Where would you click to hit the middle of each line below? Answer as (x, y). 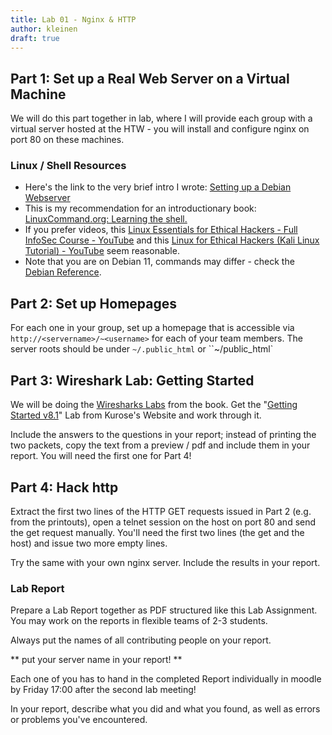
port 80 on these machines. (67, 140)
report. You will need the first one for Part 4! (101, 456)
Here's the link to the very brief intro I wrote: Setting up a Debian (158, 187)
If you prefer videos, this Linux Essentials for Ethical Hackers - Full (161, 230)
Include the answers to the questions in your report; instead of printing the (163, 435)
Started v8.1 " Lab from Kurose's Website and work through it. (136, 415)
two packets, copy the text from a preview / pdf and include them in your (160, 445)
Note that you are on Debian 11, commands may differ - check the (159, 262)
